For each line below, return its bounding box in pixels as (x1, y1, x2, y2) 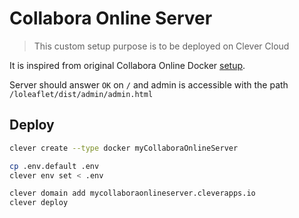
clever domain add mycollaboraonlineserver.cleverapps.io (9, 188, 256, 199)
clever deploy (9, 198, 69, 208)
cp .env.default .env (9, 161, 100, 171)
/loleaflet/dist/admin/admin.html (9, 89, 154, 99)
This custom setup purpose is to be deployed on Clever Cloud (33, 40, 290, 52)
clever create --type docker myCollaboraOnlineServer (9, 143, 239, 153)
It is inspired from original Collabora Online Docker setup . (9, 59, 246, 71)
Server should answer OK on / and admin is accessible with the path (9, 78, 289, 91)
